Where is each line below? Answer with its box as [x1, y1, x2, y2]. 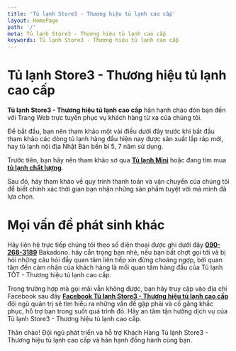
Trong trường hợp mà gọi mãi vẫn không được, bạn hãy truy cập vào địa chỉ [7, 284, 227, 293]
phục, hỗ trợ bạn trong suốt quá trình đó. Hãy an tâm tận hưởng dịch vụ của [7, 307, 228, 316]
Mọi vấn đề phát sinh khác [7, 217, 165, 233]
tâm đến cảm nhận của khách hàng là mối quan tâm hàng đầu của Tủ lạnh [7, 263, 223, 272]
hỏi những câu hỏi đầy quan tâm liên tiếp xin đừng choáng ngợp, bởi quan [7, 256, 223, 264]
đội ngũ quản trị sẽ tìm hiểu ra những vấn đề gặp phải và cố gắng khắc [7, 299, 214, 308]
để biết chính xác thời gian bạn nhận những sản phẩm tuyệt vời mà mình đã [7, 185, 227, 194]
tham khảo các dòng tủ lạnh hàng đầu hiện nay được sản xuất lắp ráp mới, [7, 135, 223, 143]
